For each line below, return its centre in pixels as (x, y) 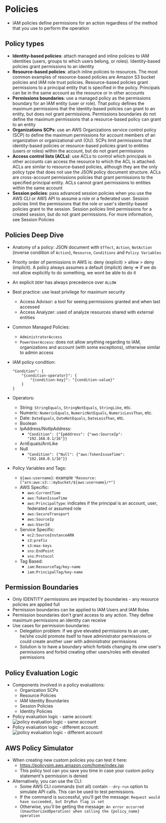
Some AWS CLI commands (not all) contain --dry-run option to (84, 786)
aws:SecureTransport (48, 514)
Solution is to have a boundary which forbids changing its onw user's (90, 647)
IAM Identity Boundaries (44, 701)
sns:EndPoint (41, 551)
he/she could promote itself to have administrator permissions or (86, 636)
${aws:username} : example (46, 478)
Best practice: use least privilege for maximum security (69, 292)
